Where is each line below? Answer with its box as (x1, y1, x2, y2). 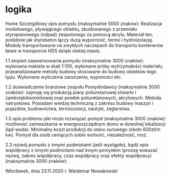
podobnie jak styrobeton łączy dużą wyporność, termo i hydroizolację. (5, 37, 154, 43)
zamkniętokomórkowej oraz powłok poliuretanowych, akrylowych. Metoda (5, 95, 162, 101)
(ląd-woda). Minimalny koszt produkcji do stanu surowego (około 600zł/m (5, 126, 161, 132)
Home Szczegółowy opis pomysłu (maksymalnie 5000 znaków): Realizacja (5, 20, 162, 27)
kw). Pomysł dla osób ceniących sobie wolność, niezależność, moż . (5, 131, 149, 138)
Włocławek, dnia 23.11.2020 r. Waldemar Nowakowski (5, 168, 118, 174)
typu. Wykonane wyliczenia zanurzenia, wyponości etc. (5, 74, 123, 80)
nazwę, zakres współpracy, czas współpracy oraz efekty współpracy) (5, 152, 152, 159)
